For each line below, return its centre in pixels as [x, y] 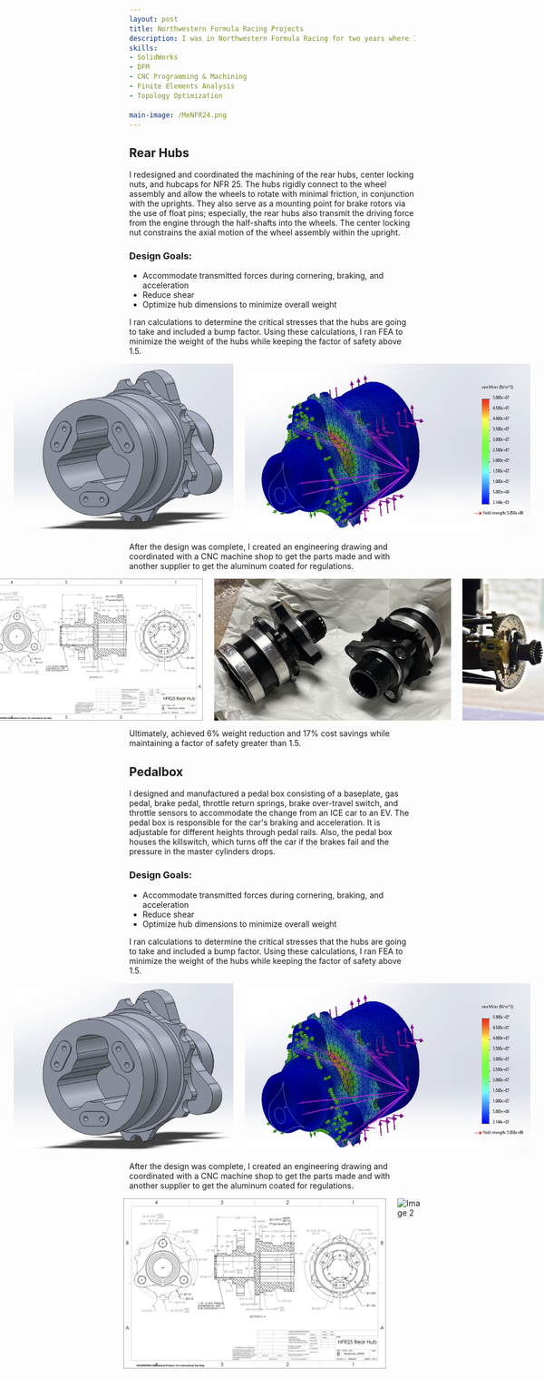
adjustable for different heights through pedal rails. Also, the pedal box [261, 832]
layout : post [154, 19]
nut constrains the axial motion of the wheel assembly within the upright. [265, 232]
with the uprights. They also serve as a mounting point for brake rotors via [267, 203]
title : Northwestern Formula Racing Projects [216, 29]
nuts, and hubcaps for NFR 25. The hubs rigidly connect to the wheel [258, 184]
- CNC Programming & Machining [188, 77]
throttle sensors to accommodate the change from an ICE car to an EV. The [269, 813]
